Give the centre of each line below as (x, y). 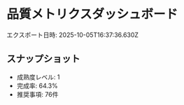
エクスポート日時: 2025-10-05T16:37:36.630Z (73, 35)
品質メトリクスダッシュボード (92, 14)
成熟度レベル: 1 (38, 76)
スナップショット (43, 59)
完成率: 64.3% (37, 86)
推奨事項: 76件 (37, 94)
